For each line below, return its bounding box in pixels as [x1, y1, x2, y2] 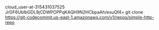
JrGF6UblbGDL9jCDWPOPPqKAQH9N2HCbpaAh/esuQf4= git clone [5, 9, 143, 15]
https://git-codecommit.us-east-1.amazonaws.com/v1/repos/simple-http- [5, 15, 155, 20]
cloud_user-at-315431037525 [5, 4, 65, 10]
